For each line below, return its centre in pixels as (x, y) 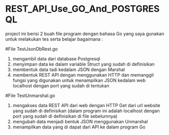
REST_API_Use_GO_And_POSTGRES (82, 9)
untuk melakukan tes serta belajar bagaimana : (54, 39)
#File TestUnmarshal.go (30, 95)
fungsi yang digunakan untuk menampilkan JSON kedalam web (79, 80)
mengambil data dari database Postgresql (56, 58)
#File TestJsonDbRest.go (32, 49)
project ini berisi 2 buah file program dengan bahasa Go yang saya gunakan (85, 33)
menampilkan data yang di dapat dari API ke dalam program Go (79, 127)
